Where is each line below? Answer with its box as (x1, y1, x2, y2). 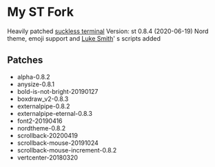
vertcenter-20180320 (17, 153, 78, 161)
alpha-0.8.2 (17, 72, 50, 81)
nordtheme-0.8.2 (17, 124, 66, 132)
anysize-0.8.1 (17, 80, 55, 88)
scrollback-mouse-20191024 (17, 139, 99, 147)
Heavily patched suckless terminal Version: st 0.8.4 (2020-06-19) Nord (7, 27, 209, 35)
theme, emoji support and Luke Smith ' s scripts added (7, 34, 161, 42)
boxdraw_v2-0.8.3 (17, 95, 69, 103)
